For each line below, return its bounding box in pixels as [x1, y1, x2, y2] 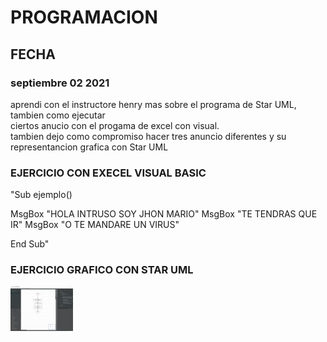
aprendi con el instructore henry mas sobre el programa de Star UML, [10, 98, 297, 110]
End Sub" [10, 238, 50, 250]
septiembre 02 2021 [10, 76, 110, 90]
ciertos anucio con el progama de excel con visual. [10, 119, 220, 131]
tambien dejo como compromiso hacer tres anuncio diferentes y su [10, 130, 287, 142]
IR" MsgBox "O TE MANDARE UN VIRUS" [10, 219, 180, 231]
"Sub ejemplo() [10, 189, 73, 201]
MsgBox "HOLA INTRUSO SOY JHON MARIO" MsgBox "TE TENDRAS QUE [10, 208, 318, 220]
